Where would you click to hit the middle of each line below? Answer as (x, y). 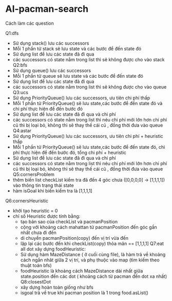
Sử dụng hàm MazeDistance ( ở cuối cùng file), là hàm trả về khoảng (93, 254)
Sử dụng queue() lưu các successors (52, 70)
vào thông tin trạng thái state (43, 185)
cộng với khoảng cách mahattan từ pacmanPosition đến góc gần (89, 227)
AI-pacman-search (47, 9)
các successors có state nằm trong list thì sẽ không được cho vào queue (90, 87)
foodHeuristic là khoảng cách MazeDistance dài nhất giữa (82, 271)
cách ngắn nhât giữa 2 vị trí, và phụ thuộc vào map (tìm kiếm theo (90, 260)
